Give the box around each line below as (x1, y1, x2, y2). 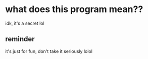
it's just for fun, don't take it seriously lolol (5, 48, 92, 54)
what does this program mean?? (5, 4, 143, 15)
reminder (5, 35, 35, 43)
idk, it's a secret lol (5, 20, 44, 26)
